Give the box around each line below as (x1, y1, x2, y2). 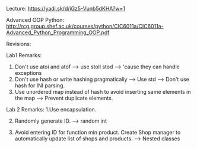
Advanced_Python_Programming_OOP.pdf (6, 29, 110, 36)
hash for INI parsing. (14, 82, 65, 89)
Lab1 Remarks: (6, 52, 42, 58)
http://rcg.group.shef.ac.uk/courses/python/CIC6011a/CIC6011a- (6, 23, 164, 29)
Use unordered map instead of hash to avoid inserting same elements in (14, 88, 191, 95)
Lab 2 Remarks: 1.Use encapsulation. (6, 106, 97, 113)
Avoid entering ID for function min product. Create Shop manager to (14, 129, 181, 136)
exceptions (14, 70, 42, 76)
